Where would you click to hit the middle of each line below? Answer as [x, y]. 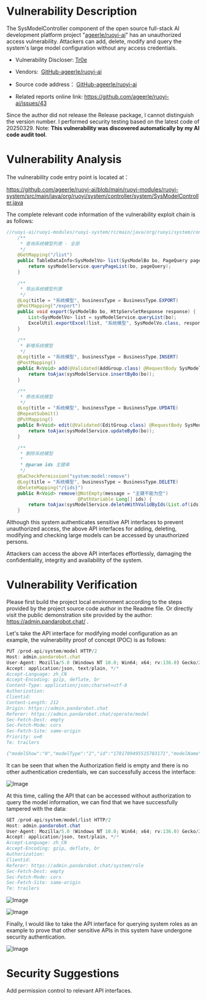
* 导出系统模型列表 [41, 289]
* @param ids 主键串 [45, 465]
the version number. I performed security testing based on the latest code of [103, 122]
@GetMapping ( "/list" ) [45, 255]
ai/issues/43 [31, 103]
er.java [15, 202]
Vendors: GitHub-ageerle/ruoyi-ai [59, 71]
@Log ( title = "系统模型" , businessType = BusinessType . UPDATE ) [98, 408]
